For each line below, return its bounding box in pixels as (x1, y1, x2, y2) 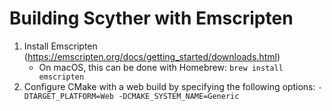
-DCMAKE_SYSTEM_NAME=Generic (118, 91, 240, 101)
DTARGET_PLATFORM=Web (23, 91, 114, 101)
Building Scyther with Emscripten (9, 7, 294, 30)
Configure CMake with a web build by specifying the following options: (23, 80, 316, 92)
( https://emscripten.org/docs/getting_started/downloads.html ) (23, 50, 281, 62)
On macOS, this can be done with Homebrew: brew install (38, 61, 284, 73)
